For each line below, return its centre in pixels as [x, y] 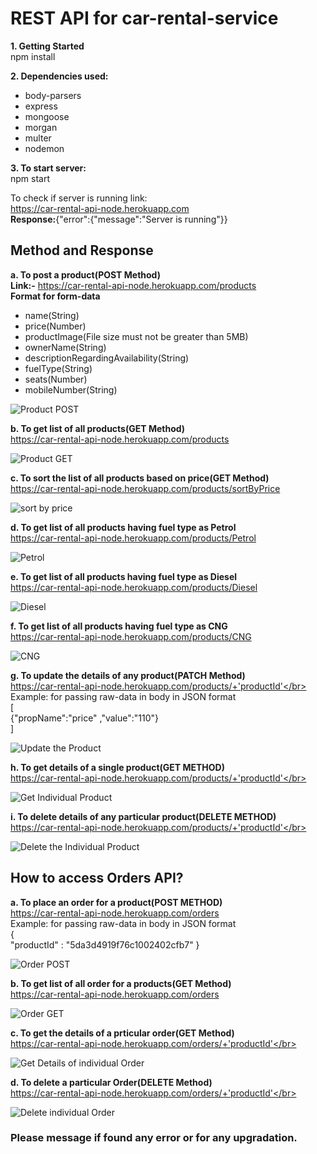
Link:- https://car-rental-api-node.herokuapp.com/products [133, 285]
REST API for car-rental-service [144, 18]
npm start [30, 178]
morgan [41, 127]
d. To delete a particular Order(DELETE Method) [111, 1082]
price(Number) [55, 326]
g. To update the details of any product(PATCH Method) [128, 675]
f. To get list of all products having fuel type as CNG [119, 626]
